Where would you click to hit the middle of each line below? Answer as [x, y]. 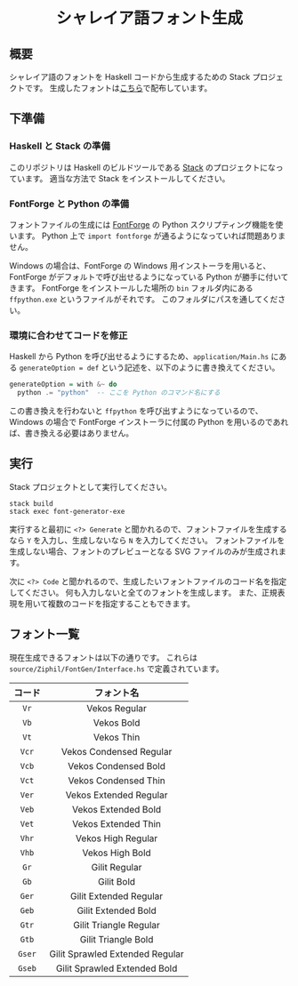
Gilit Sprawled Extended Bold [117, 968]
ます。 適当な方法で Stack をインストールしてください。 [127, 178]
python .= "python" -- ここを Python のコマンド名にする [119, 393]
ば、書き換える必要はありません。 [72, 433]
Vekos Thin [117, 737]
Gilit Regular [117, 867]
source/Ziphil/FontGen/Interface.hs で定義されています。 [117, 669]
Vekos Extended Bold [117, 809]
